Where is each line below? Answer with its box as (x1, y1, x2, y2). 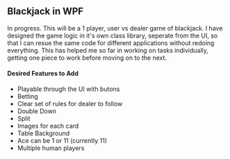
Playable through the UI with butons (17, 85, 120, 93)
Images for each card (17, 122, 79, 131)
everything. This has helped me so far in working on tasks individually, (7, 46, 208, 54)
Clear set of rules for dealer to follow (17, 100, 123, 108)
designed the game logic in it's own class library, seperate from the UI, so (7, 31, 218, 40)
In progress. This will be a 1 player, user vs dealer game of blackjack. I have (7, 24, 223, 32)
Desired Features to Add (7, 69, 79, 78)
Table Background (17, 129, 70, 137)
